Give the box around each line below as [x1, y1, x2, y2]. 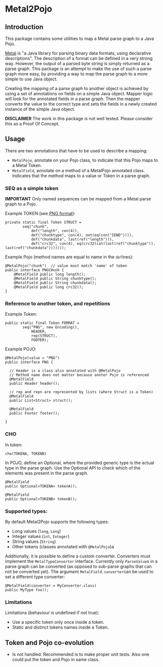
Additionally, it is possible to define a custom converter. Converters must [5, 553, 151, 559]
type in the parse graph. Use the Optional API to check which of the [5, 465, 141, 470]
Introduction [5, 23, 44, 31]
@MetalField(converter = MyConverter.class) [5, 583, 97, 588]
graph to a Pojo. [5, 201, 37, 207]
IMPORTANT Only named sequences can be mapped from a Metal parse [5, 196, 151, 202]
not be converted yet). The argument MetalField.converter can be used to [5, 569, 154, 575]
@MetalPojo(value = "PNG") [5, 356, 60, 361]
